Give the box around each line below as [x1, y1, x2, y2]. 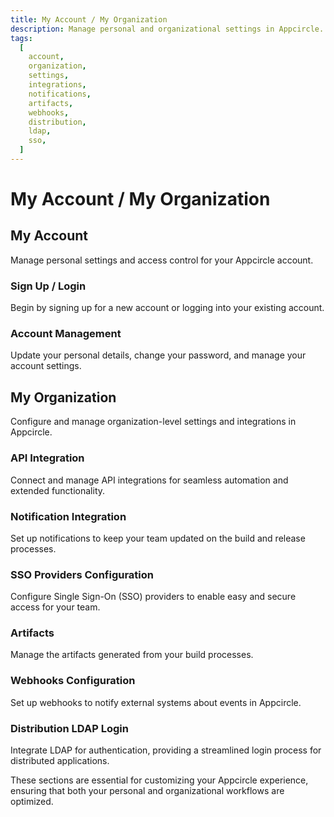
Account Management [10, 327, 122, 341]
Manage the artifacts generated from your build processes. [10, 649, 254, 661]
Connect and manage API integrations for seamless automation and [10, 474, 289, 486]
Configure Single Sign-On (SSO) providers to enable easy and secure [10, 591, 297, 603]
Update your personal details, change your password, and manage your [10, 349, 307, 361]
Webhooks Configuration [10, 674, 136, 688]
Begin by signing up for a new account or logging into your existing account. [10, 302, 325, 314]
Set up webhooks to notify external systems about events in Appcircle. [10, 696, 302, 708]
